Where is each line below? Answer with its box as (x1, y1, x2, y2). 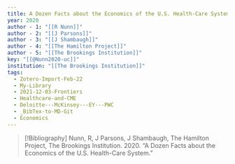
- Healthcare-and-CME (13, 95, 77, 102)
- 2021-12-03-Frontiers (13, 88, 83, 95)
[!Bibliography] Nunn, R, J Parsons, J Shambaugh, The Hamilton (24, 134, 210, 142)
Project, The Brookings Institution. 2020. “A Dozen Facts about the (24, 141, 215, 149)
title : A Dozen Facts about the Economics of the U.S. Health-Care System (7, 10, 230, 18)
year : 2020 (7, 17, 39, 24)
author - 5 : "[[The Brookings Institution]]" (7, 50, 142, 57)
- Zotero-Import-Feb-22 (13, 75, 83, 83)
